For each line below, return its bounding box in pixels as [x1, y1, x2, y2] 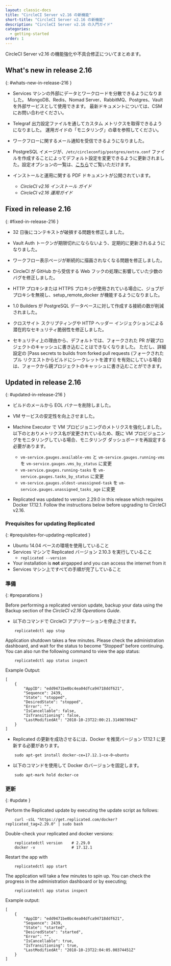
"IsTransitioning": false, [23, 713, 81, 718]
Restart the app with [5, 854, 48, 860]
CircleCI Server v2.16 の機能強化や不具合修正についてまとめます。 [5, 51, 144, 57]
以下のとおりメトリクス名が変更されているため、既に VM [12, 430, 133, 436]
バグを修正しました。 [12, 274, 58, 280]
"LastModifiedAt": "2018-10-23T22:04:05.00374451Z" [23, 948, 136, 953]
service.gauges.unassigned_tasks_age [20, 487, 101, 492]
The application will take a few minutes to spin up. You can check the [5, 873, 151, 879]
